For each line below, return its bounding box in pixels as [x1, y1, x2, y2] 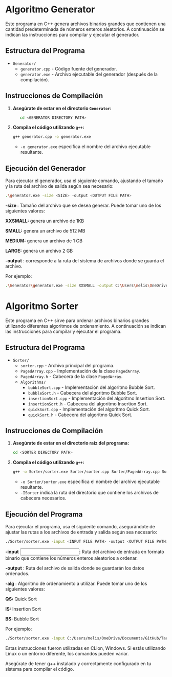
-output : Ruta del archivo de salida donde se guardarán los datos [5, 565, 144, 571]
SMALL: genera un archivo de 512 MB [5, 228, 85, 234]
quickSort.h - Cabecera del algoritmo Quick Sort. [28, 412, 133, 418]
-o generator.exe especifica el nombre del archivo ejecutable [20, 144, 151, 150]
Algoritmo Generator [5, 4, 95, 15]
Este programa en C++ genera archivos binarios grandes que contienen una [5, 21, 166, 27]
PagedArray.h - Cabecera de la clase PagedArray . [20, 373, 123, 379]
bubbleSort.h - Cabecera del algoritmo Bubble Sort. [28, 389, 137, 396]
